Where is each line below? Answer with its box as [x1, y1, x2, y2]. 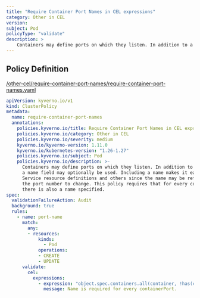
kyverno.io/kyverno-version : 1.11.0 [17, 142, 108, 148]
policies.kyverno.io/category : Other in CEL [17, 131, 129, 137]
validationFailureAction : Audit [11, 197, 92, 203]
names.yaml [6, 86, 36, 93]
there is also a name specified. [21, 186, 105, 193]
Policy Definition [6, 64, 69, 74]
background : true [11, 203, 55, 209]
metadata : [6, 108, 31, 115]
